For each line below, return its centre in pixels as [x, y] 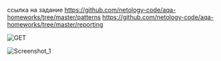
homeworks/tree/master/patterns [54, 17]
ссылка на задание [35, 10]
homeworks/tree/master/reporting [55, 24]
